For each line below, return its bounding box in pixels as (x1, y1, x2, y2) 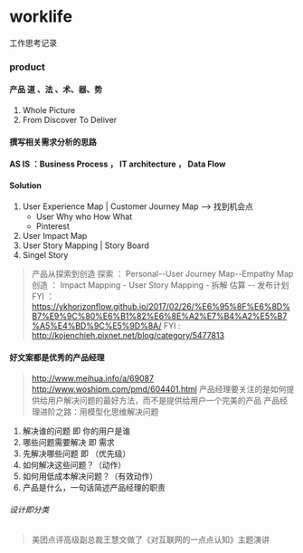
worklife (9, 6, 73, 27)
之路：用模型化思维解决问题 (55, 405, 159, 417)
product (9, 61, 45, 73)
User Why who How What (35, 211, 133, 223)
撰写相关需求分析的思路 (9, 136, 97, 147)
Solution (9, 179, 43, 191)
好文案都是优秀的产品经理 (9, 352, 105, 363)
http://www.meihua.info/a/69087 (31, 373, 155, 384)
